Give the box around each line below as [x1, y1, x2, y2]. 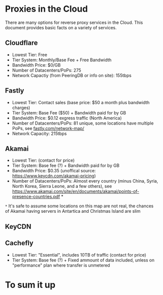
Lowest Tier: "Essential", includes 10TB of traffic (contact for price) [12, 252, 146, 258]
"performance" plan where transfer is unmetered [12, 262, 110, 268]
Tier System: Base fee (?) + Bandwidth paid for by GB [12, 163, 120, 168]
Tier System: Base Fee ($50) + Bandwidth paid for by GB [12, 110, 127, 115]
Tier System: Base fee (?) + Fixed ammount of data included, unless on [12, 257, 155, 263]
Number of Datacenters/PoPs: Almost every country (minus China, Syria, [12, 178, 158, 184]
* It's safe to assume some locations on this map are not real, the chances [5, 203, 154, 209]
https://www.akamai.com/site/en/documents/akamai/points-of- [12, 188, 140, 194]
